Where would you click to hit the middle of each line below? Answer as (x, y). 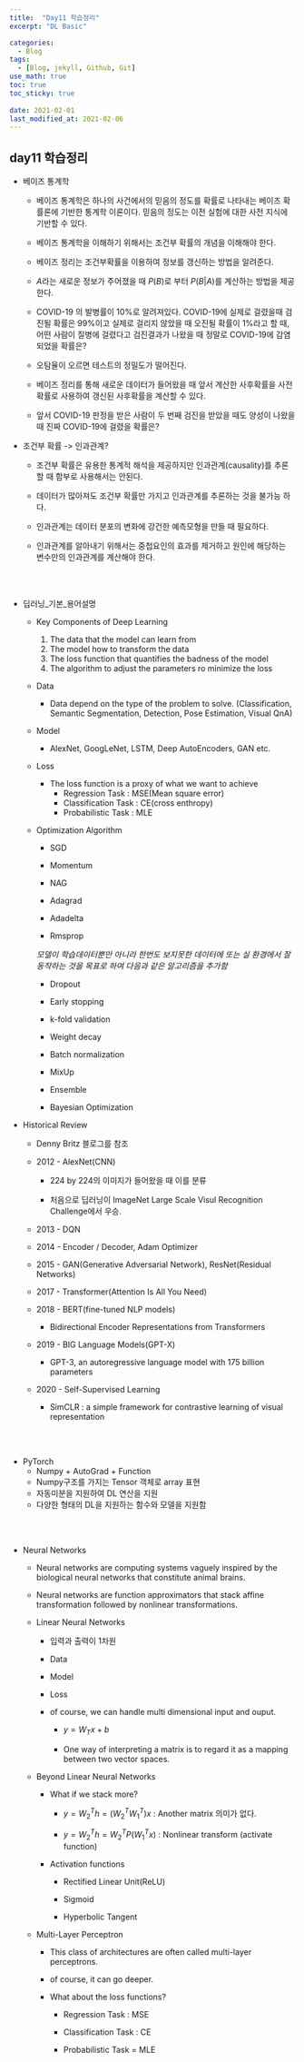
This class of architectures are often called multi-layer (151, 1952)
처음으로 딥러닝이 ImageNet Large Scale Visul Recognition (156, 1200)
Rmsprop (67, 936)
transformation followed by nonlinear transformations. (137, 1605)
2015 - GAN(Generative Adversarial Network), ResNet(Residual (154, 1264)
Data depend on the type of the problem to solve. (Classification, (171, 704)
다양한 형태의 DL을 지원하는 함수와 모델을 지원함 (121, 1505)
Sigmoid (78, 1898)
